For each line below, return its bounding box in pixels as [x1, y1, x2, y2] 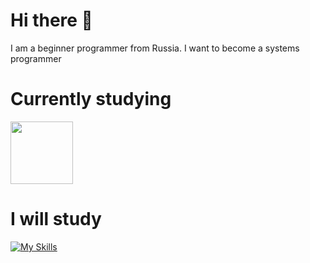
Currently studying [10, 88, 172, 111]
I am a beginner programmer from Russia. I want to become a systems [10, 42, 300, 54]
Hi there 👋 [10, 9, 93, 32]
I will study [10, 208, 102, 231]
